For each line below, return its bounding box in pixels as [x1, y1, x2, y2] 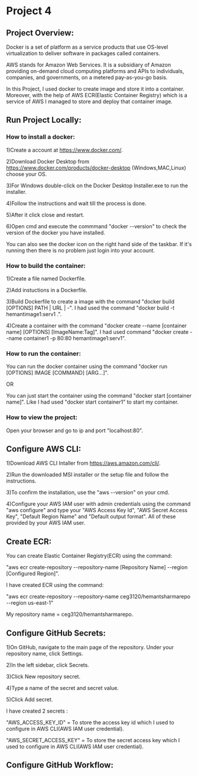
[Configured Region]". [6, 570, 60, 577]
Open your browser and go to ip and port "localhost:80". [6, 427, 144, 434]
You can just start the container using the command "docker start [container [6, 392, 192, 400]
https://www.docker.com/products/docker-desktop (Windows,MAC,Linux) [6, 164, 186, 171]
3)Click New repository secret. [6, 673, 81, 680]
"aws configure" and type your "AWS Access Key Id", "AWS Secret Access [6, 507, 188, 514]
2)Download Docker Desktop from [6, 158, 90, 165]
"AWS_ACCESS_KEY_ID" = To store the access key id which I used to [6, 719, 174, 726]
